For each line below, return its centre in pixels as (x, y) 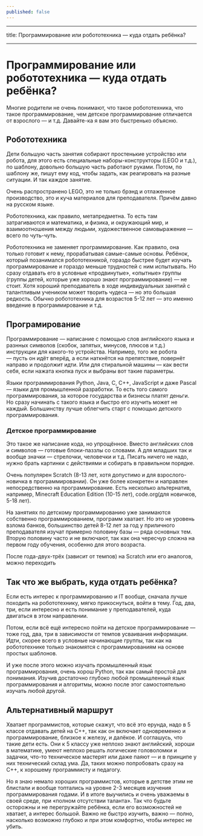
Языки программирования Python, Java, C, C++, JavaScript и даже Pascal (101, 383)
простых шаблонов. (32, 654)
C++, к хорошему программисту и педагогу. (64, 770)
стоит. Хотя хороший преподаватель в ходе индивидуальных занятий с (98, 286)
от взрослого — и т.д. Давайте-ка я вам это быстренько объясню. (92, 120)
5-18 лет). (19, 501)
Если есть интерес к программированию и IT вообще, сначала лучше (97, 597)
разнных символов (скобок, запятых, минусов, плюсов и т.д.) (86, 346)
